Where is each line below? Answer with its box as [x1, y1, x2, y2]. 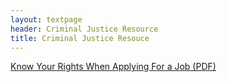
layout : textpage [10, 14, 83, 25]
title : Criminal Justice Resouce [10, 33, 150, 43]
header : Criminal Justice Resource [10, 24, 159, 34]
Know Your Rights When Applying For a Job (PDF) [10, 61, 217, 73]
